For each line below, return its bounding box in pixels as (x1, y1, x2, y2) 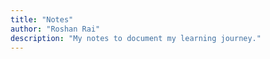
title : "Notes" (10, 14, 74, 25)
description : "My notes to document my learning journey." (10, 33, 262, 43)
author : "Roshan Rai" (10, 24, 101, 34)
